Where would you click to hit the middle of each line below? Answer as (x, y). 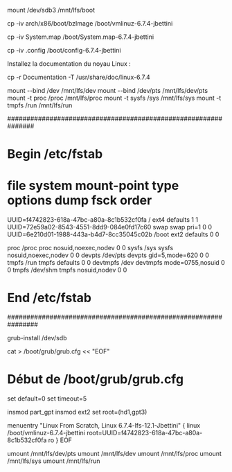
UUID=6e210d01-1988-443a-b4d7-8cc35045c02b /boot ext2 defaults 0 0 (113, 234)
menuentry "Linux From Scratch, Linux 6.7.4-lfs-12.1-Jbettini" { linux (104, 425)
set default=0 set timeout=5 (47, 399)
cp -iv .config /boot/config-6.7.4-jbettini (64, 50)
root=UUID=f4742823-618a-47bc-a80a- (144, 433)
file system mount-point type (93, 186)
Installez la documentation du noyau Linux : (69, 64)
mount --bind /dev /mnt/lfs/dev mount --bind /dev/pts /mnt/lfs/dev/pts (108, 90)
